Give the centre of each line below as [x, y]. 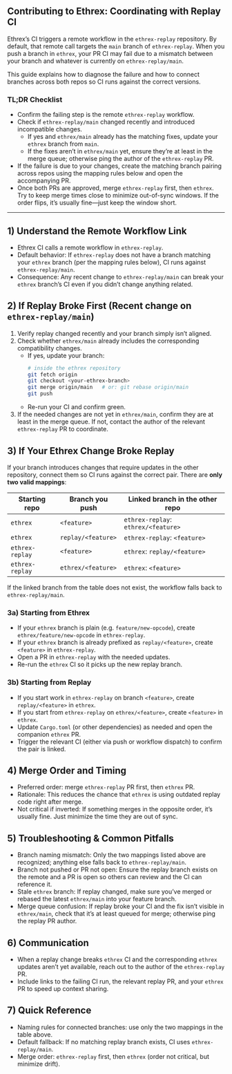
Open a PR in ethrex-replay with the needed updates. [94, 657]
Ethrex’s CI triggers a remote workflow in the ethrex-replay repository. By [112, 39]
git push [40, 394]
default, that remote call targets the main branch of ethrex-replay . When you [116, 46]
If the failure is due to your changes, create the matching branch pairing [119, 166]
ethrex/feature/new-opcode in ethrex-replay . [81, 635]
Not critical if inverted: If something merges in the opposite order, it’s [115, 809]
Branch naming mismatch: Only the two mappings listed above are [111, 855]
